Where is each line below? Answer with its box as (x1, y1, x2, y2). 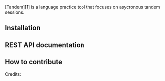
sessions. (5, 9, 25, 15)
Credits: (5, 71, 21, 77)
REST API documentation (5, 41, 84, 49)
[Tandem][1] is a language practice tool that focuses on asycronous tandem (5, 4, 160, 10)
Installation (5, 24, 41, 32)
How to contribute (5, 58, 63, 66)
